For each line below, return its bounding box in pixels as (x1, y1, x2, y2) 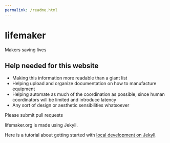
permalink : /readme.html (5, 7, 58, 13)
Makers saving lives (5, 47, 47, 53)
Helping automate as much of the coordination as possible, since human (12, 91, 165, 97)
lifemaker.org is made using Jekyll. (5, 122, 78, 128)
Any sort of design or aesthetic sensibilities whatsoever (12, 102, 130, 108)
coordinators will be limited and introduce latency (12, 97, 116, 103)
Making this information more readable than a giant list (12, 75, 128, 81)
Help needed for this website (5, 61, 99, 70)
